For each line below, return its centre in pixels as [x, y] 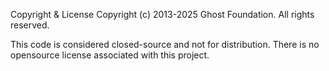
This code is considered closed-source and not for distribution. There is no [165, 44]
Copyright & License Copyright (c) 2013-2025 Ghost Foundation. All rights [162, 14]
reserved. [30, 25]
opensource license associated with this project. [110, 55]
